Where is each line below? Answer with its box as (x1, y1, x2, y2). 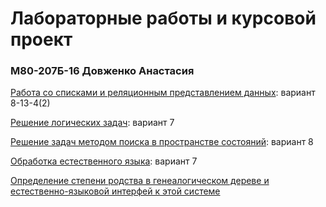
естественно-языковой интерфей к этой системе (10, 185, 221, 197)
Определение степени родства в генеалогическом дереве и (10, 175, 270, 187)
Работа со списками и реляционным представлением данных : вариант (10, 87, 316, 99)
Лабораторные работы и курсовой (10, 7, 317, 30)
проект (10, 28, 73, 51)
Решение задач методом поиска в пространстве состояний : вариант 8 (10, 136, 314, 148)
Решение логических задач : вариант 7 (10, 117, 175, 129)
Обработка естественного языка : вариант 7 (10, 155, 198, 167)
